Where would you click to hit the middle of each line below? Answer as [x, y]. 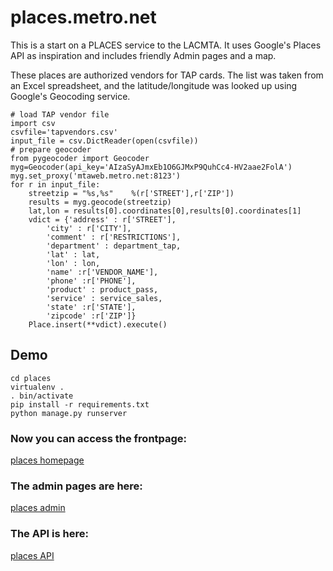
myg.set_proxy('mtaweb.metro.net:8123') [96, 176]
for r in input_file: [55, 184]
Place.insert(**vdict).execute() [98, 324]
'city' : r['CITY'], [89, 228]
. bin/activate [42, 396]
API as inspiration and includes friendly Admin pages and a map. [143, 55]
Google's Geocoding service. [70, 96]
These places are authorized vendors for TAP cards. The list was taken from [167, 75]
